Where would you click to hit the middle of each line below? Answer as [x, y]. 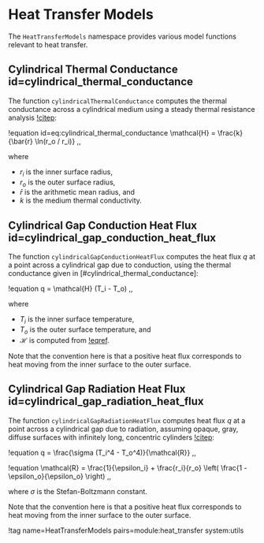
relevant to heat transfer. [48, 44]
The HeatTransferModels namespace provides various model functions [122, 36]
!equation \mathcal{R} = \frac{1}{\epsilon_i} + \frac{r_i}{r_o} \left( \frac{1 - [128, 467]
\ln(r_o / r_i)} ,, [58, 141]
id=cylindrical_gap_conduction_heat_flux [112, 238]
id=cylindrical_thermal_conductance [101, 82]
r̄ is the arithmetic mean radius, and [77, 192]
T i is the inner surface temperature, [77, 320]
